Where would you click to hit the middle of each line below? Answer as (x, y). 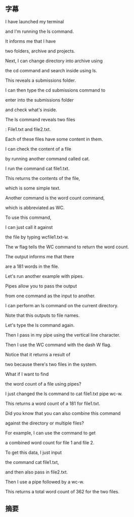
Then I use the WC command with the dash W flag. (58, 345)
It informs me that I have (31, 41)
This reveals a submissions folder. (41, 80)
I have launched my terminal (35, 21)
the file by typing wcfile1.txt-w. (37, 237)
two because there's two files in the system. (51, 364)
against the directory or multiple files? (45, 423)
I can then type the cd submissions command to (55, 90)
